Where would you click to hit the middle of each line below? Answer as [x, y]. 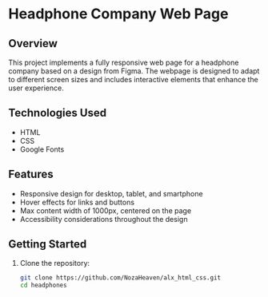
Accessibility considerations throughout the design [104, 219]
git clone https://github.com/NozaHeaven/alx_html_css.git [120, 278]
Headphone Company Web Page [118, 14]
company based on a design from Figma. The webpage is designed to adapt [134, 71]
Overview [33, 44]
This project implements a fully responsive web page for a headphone [124, 62]
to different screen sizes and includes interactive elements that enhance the [133, 79]
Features [31, 174]
